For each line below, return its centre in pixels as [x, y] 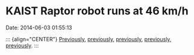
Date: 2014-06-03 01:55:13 [39, 27]
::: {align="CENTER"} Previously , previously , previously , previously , [89, 39]
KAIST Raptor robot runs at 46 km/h [97, 11]
